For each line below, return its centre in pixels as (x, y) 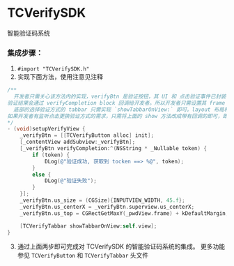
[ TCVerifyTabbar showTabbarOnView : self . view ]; (88, 226)
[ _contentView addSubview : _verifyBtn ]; (78, 142)
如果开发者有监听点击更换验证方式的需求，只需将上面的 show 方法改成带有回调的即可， (115, 116)
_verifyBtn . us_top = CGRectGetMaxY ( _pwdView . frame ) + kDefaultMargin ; (124, 213)
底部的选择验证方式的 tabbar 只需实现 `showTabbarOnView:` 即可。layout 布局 (119, 110)
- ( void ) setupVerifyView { (46, 129)
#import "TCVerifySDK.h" (53, 69)
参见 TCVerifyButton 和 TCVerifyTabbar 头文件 (83, 256)
